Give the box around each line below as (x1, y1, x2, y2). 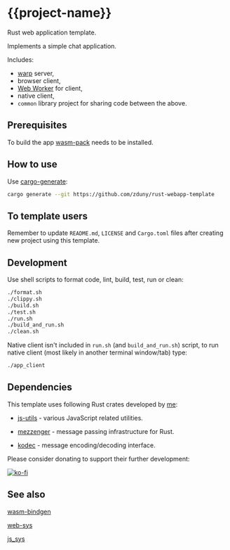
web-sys (7, 520, 33, 529)
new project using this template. (7, 236, 100, 245)
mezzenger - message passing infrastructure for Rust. (17, 427, 175, 435)
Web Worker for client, (17, 84, 83, 92)
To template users (7, 210, 88, 222)
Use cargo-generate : (7, 177, 68, 186)
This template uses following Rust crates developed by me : (7, 399, 178, 409)
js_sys (7, 535, 25, 543)
